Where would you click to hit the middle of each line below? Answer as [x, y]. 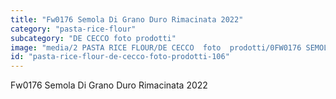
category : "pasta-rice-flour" [73, 29]
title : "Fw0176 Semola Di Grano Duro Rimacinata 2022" [127, 19]
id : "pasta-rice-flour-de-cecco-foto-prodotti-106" [120, 57]
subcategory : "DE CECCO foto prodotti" [93, 38]
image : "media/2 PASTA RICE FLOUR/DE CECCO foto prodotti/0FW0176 [156, 47]
